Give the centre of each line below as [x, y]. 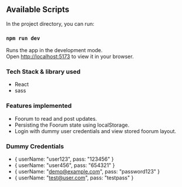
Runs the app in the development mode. [54, 50]
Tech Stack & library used [43, 72]
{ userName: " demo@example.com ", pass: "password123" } [87, 171]
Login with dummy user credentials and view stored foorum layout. [95, 131]
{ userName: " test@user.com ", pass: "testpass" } [74, 178]
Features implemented [39, 106]
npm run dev [23, 38]
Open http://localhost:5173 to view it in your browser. [70, 57]
